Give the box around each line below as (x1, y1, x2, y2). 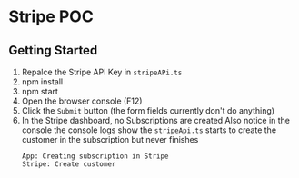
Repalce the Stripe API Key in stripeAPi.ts (21, 66, 183, 77)
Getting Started (8, 43, 98, 58)
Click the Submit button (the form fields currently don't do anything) (21, 105, 274, 115)
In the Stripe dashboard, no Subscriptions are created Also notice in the (21, 115, 290, 125)
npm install (21, 76, 64, 87)
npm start (21, 86, 58, 96)
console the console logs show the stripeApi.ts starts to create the (21, 124, 277, 135)
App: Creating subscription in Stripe (21, 152, 169, 161)
